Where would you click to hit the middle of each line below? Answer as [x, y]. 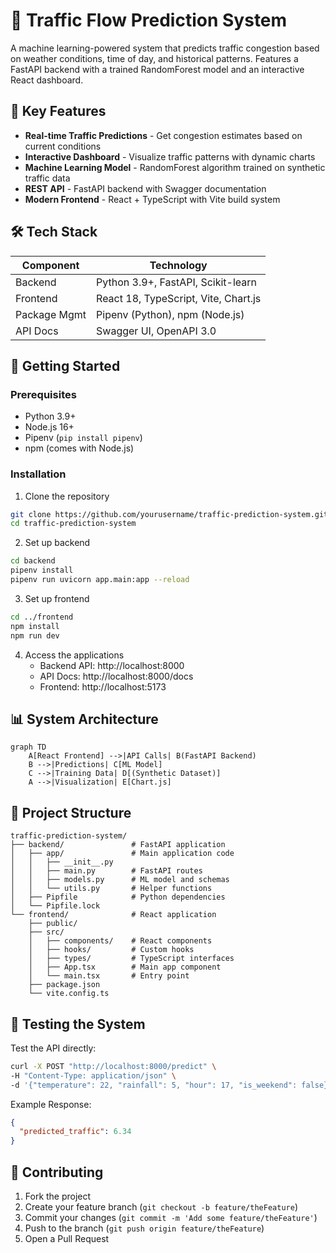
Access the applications [74, 655]
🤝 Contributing [57, 1172]
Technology [178, 265]
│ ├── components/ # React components [120, 941]
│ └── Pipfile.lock [55, 906]
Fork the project [58, 1196]
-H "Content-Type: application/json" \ [93, 1075]
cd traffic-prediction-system [73, 524]
